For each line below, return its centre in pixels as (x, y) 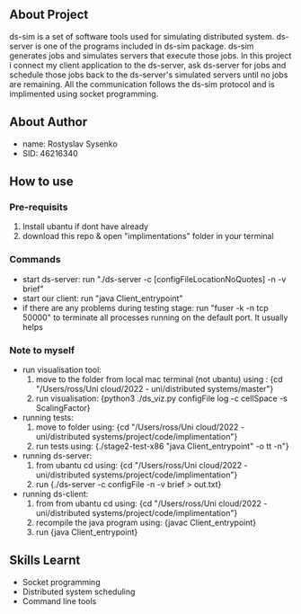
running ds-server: (57, 455)
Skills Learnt (45, 561)
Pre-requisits (39, 207)
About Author (49, 122)
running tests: (48, 417)
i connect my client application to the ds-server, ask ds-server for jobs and (148, 65)
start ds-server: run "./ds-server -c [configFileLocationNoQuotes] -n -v (154, 279)
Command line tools (59, 601)
